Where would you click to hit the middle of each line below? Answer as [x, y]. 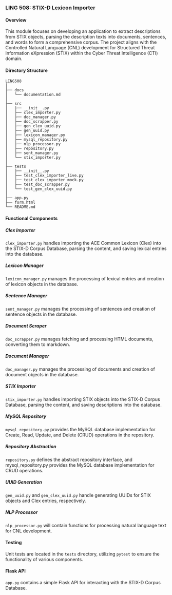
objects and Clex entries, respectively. [46, 501]
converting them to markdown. [38, 344]
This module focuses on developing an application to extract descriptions [83, 31]
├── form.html [21, 203]
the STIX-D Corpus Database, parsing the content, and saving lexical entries [86, 248]
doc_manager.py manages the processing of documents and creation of [80, 369]
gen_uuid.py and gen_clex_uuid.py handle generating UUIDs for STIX [78, 495]
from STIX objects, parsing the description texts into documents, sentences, [86, 37]
